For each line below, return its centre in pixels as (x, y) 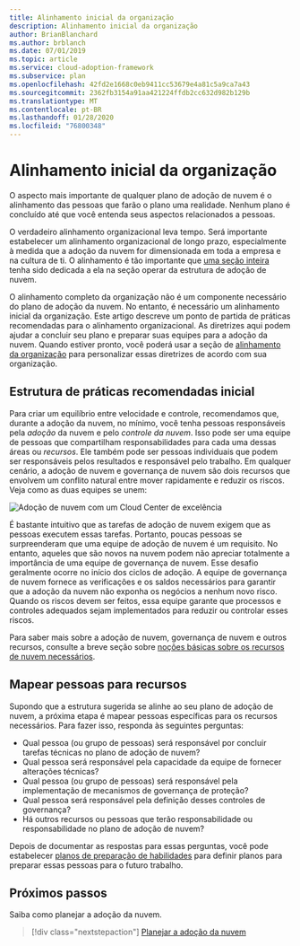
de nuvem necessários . (52, 656)
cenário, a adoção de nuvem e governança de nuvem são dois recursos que (150, 470)
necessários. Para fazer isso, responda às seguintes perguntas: (127, 725)
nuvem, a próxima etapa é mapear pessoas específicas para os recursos (143, 715)
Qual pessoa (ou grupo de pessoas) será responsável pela (130, 781)
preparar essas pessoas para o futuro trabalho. (96, 865)
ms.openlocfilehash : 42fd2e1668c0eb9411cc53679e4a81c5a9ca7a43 (130, 84)
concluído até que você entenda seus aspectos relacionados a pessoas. (142, 214)
